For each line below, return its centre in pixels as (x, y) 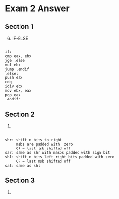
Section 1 (19, 27)
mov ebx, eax (18, 91)
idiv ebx (14, 86)
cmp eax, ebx (18, 56)
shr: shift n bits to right (34, 140)
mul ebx (13, 65)
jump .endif (17, 69)
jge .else (15, 61)
